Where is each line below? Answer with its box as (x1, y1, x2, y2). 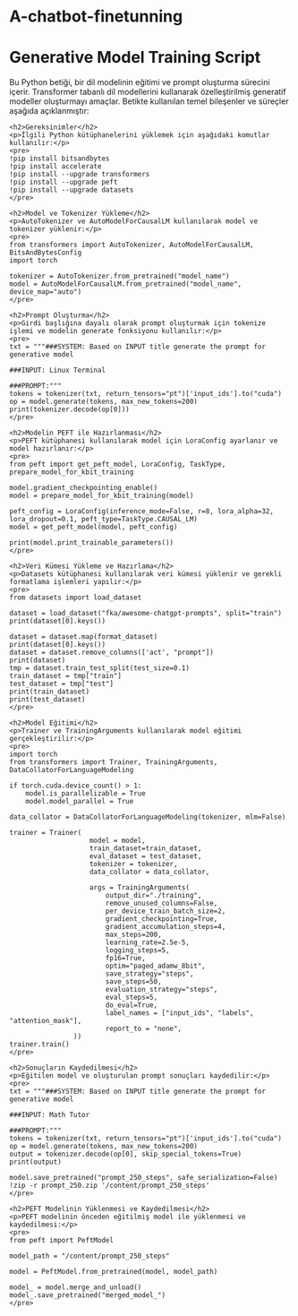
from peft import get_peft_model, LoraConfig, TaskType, (9, 460, 226, 469)
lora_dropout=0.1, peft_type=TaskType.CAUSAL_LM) (9, 515, 199, 524)
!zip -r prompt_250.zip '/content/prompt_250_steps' (9, 1181, 210, 1191)
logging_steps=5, (105, 946, 170, 955)
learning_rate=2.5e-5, (105, 938, 191, 947)
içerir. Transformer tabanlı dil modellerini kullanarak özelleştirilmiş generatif (9, 87, 286, 98)
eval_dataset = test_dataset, (89, 852, 202, 861)
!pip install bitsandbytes (9, 154, 110, 163)
